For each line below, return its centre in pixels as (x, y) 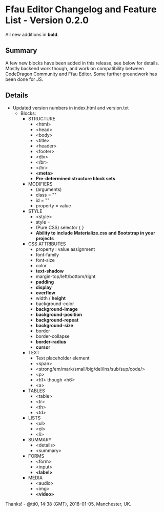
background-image (57, 309)
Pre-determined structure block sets (75, 178)
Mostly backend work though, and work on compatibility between (75, 68)
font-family (47, 254)
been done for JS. (24, 79)
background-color (55, 304)
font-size (45, 260)
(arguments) (49, 189)
